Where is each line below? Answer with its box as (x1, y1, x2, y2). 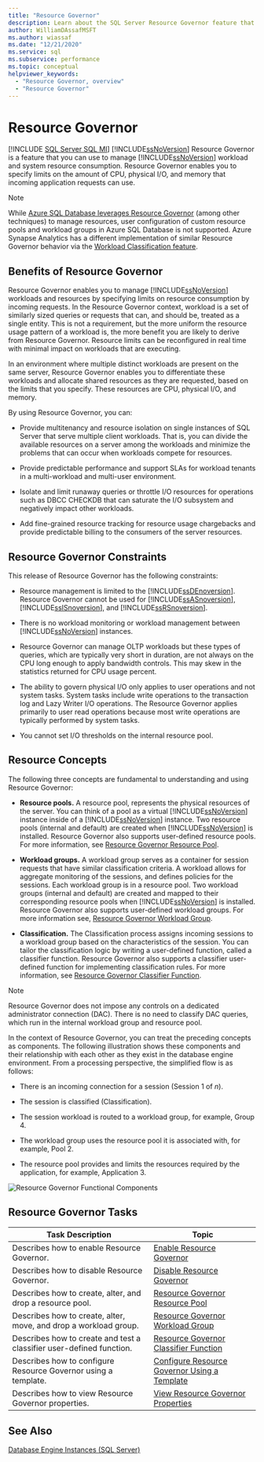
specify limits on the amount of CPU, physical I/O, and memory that (8, 170, 226, 179)
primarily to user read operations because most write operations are (19, 707, 241, 716)
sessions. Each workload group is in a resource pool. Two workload (19, 880, 238, 889)
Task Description (46, 1228, 112, 1239)
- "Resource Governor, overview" (15, 77, 125, 85)
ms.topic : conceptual (8, 63, 79, 71)
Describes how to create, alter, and (12, 1287, 141, 1298)
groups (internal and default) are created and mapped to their (19, 888, 219, 897)
